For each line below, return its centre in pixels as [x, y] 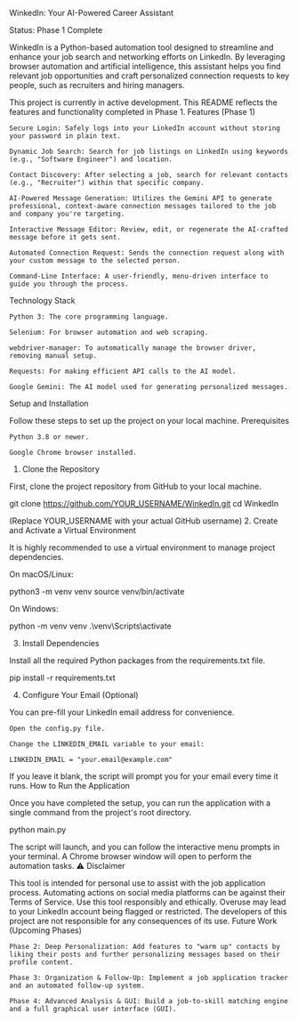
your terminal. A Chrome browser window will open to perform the [130, 856]
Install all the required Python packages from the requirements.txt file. [137, 661]
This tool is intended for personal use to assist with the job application [137, 883]
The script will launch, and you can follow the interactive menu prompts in [145, 847]
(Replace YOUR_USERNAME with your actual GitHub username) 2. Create [144, 521]
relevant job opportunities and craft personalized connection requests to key [149, 76]
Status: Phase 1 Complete [56, 30]
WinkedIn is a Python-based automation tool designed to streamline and [141, 47]
